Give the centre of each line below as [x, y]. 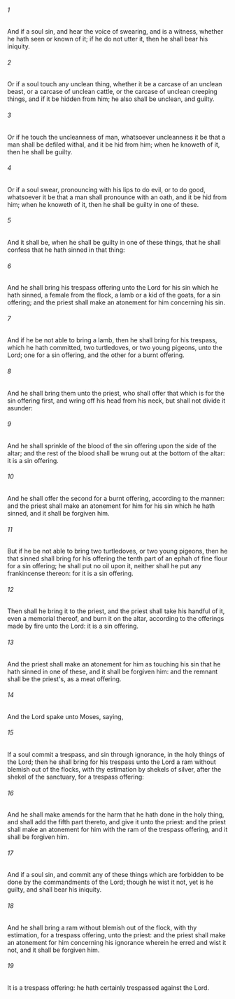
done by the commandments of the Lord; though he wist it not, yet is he [111, 882]
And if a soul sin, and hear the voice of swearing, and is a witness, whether [115, 32]
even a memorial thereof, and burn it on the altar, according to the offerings [116, 619]
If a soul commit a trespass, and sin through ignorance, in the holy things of [116, 755]
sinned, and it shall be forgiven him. [58, 514]
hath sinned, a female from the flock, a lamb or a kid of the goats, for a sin [114, 295]
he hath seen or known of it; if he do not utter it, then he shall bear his [108, 39]
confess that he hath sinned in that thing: [66, 250]
